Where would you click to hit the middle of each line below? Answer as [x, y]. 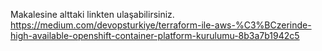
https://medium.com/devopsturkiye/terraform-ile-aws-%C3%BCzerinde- [161, 25]
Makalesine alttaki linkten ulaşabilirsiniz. [92, 14]
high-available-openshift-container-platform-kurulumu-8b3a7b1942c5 [155, 35]
